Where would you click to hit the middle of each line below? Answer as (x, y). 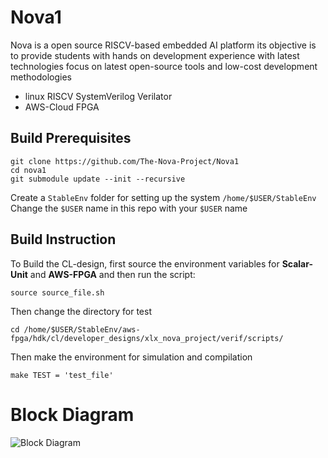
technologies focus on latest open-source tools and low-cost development (164, 66)
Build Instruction (63, 239)
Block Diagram (72, 414)
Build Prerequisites (71, 138)
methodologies (41, 77)
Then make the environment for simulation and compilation (131, 357)
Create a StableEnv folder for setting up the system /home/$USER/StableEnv (163, 197)
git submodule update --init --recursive (98, 179)
